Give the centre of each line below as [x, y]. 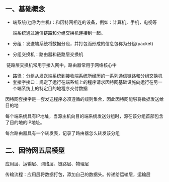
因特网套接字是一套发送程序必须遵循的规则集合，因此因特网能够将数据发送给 [84, 99]
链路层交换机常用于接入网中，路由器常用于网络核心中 [61, 65]
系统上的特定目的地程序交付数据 [55, 88]
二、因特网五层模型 [35, 150]
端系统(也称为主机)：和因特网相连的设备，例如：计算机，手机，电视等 [85, 22]
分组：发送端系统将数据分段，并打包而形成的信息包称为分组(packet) [83, 43]
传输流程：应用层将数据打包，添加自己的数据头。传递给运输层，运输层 [78, 174]
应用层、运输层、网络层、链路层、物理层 [47, 163]
